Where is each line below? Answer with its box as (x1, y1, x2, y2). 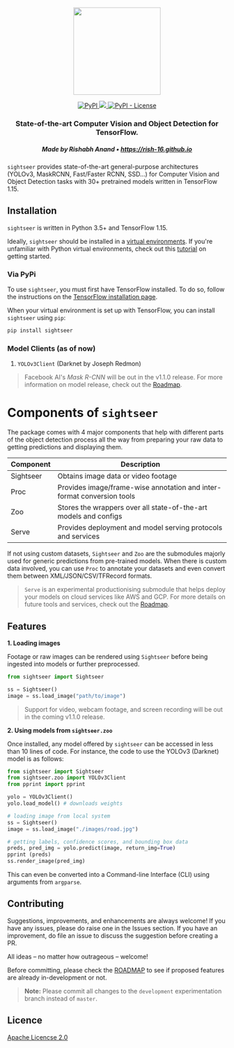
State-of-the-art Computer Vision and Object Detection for (15, 119, 219, 129)
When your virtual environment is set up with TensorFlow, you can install (7, 306, 215, 314)
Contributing (7, 898, 64, 910)
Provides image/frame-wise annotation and (57, 483, 201, 493)
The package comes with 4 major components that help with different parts (7, 428, 224, 437)
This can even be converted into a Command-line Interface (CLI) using (7, 871, 210, 879)
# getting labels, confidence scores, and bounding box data (7, 838, 189, 845)
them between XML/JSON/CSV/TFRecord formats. (7, 572, 153, 580)
